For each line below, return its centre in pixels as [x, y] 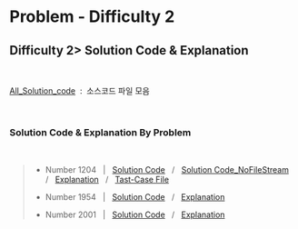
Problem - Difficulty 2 [92, 17]
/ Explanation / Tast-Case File [107, 180]
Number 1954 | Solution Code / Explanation [135, 197]
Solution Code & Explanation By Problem [100, 132]
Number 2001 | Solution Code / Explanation [135, 214]
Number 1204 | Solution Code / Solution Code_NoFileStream [167, 170]
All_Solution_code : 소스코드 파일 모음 [79, 91]
